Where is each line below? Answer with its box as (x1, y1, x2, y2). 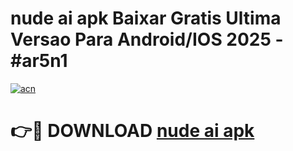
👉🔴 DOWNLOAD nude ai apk (10, 120, 255, 142)
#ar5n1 (10, 50, 68, 72)
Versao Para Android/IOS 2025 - (10, 28, 284, 51)
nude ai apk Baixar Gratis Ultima (10, 7, 282, 30)
